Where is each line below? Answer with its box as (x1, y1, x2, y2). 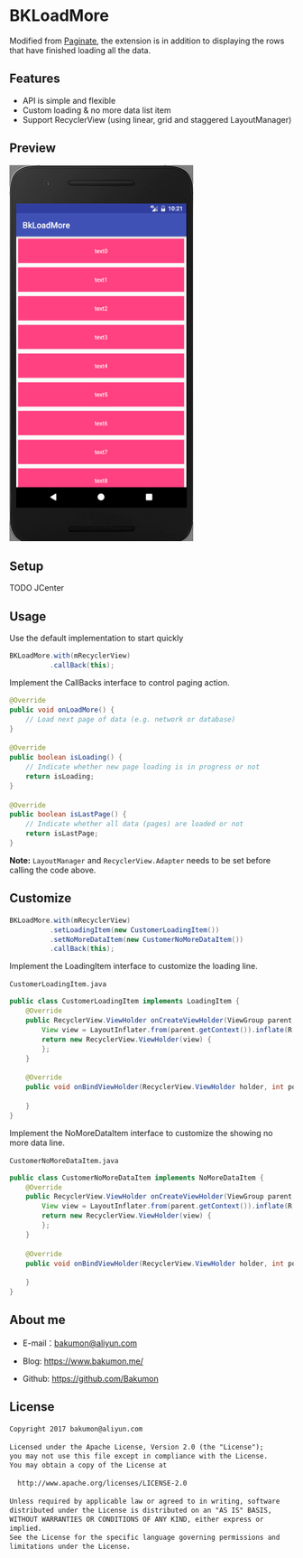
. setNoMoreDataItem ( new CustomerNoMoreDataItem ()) (49, 935, 244, 944)
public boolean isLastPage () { (9, 810, 127, 819)
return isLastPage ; (25, 829, 99, 838)
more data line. (9, 1137, 65, 1148)
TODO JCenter (9, 583, 65, 593)
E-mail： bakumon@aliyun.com (22, 1338, 138, 1348)
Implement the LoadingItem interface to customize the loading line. (9, 961, 259, 972)
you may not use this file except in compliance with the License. (9, 1451, 269, 1460)
